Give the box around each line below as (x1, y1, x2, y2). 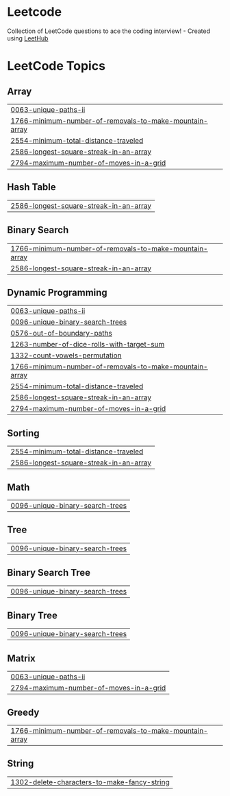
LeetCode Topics (7, 58, 106, 74)
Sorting (7, 427, 40, 439)
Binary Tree (7, 610, 58, 622)
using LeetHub (7, 34, 49, 42)
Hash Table (7, 181, 56, 193)
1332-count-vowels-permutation (10, 351, 122, 360)
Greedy (7, 706, 40, 718)
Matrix (7, 653, 36, 664)
